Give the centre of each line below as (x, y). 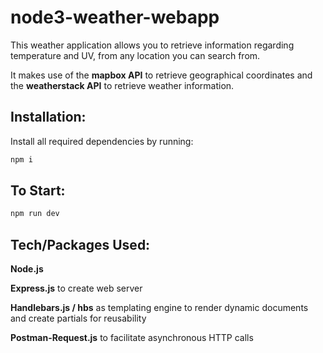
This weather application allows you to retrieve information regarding (152, 45)
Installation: (48, 117)
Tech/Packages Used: (80, 244)
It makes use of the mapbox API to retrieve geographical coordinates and (161, 75)
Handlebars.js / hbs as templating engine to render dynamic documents (159, 308)
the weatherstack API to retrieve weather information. (122, 85)
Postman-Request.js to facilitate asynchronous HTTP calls (132, 338)
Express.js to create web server (76, 288)
